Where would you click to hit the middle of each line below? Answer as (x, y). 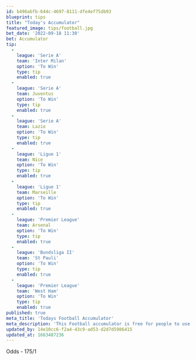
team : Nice (30, 160)
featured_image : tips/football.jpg (50, 28)
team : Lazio (31, 127)
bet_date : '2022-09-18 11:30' (43, 34)
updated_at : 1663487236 (35, 335)
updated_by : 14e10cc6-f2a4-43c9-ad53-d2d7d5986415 (69, 329)
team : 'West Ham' (38, 291)
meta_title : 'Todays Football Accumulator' (60, 318)
